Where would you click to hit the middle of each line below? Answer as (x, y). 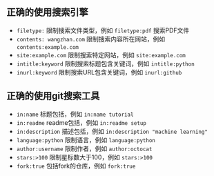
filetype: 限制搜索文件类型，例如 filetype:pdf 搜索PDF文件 (103, 30)
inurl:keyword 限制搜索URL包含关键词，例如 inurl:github (99, 72)
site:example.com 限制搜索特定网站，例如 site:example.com (101, 55)
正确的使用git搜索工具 (53, 96)
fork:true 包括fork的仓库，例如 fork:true (76, 166)
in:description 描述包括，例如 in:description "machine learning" (112, 131)
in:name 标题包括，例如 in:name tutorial (75, 114)
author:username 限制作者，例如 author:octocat (84, 148)
